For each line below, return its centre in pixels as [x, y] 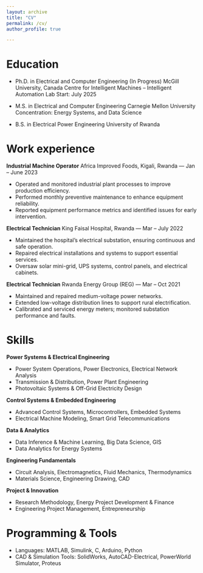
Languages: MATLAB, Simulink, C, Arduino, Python [79, 550]
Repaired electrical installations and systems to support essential [96, 253]
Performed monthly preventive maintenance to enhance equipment [99, 197]
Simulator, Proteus [38, 563]
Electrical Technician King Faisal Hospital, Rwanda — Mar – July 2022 [95, 229]
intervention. [31, 216]
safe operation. [34, 247]
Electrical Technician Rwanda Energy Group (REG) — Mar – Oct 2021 [93, 285]
